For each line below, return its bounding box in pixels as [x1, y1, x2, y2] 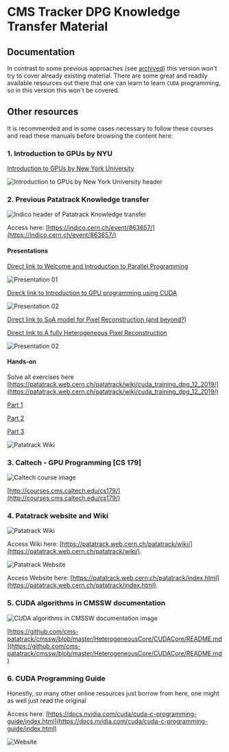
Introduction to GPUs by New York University [7, 164, 134, 172]
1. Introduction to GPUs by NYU [7, 148, 113, 158]
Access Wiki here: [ [7, 540, 62, 548]
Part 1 [7, 400, 23, 409]
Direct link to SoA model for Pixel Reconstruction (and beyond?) [7, 315, 187, 323]
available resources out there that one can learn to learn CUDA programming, [7, 79, 221, 87]
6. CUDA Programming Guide [7, 674, 106, 683]
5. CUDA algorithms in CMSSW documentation [7, 598, 166, 608]
